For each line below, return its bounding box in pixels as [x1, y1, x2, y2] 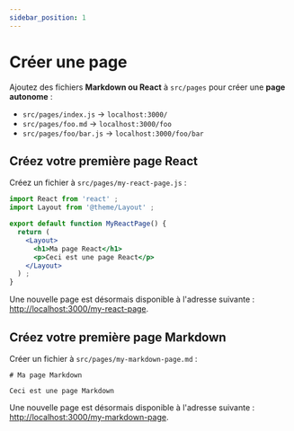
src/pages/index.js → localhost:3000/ [22, 109, 168, 119]
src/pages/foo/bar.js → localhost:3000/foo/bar [22, 128, 204, 138]
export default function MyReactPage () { [9, 219, 167, 229]
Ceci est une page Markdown [9, 386, 115, 395]
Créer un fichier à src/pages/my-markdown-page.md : [9, 353, 198, 364]
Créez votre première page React [9, 154, 199, 169]
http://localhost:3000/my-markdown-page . [9, 411, 169, 422]
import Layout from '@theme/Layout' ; [9, 203, 155, 212]
